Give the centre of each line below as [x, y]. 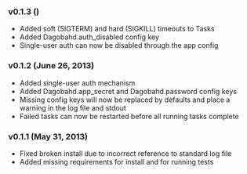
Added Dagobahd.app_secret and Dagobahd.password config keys [128, 91]
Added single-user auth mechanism [77, 83]
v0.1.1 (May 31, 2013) [48, 136]
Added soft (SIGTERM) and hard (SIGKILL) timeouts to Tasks [117, 29]
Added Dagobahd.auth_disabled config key [89, 37]
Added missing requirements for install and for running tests [116, 161]
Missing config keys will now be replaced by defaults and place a [125, 100]
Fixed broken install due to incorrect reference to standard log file [125, 153]
